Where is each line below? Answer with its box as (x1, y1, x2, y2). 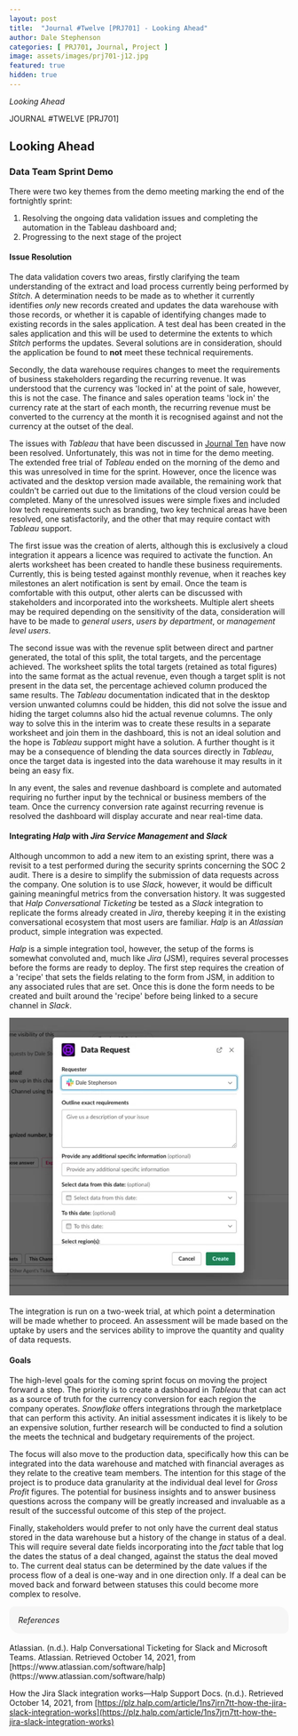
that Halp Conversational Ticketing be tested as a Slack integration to (9, 897, 263, 908)
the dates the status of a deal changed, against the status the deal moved (9, 1550, 278, 1561)
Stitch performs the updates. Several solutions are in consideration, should (9, 338, 282, 348)
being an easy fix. (9, 765, 74, 776)
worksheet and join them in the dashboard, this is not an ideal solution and (9, 727, 281, 737)
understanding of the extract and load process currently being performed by (9, 281, 289, 291)
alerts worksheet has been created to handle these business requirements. (9, 559, 283, 569)
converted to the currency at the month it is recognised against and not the (9, 411, 284, 422)
